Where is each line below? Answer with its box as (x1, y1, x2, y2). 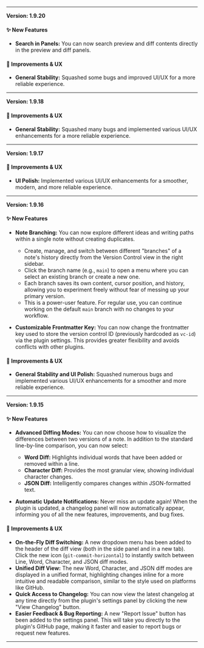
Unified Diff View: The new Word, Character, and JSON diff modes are (15, 564, 193, 572)
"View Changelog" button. (15, 603, 81, 610)
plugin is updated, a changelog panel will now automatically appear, (15, 504, 185, 512)
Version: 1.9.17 (6, 149, 44, 157)
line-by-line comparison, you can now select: (15, 442, 129, 449)
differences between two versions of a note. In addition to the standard (15, 435, 193, 443)
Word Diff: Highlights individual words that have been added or (24, 454, 183, 461)
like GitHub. (15, 583, 44, 591)
